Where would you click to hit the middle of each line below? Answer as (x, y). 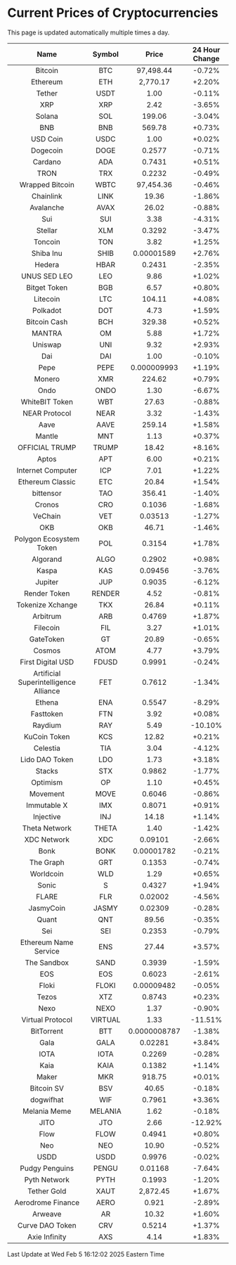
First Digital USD (47, 662)
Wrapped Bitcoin (47, 184)
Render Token (47, 593)
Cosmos (47, 650)
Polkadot (47, 310)
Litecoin (47, 299)
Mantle (47, 436)
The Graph (47, 862)
